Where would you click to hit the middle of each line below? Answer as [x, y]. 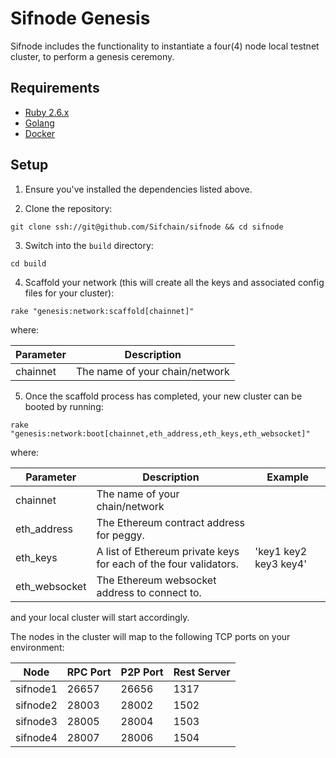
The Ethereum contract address [170, 522]
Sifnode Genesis [80, 18]
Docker [40, 133]
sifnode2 [36, 705]
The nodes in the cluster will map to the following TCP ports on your [150, 636]
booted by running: [64, 406]
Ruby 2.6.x [47, 112]
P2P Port [142, 672]
